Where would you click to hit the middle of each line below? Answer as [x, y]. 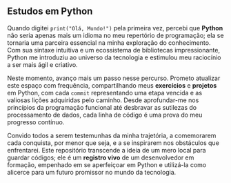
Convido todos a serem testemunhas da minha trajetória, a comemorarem [112, 135]
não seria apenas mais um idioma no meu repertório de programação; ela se [115, 35]
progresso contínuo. [36, 122]
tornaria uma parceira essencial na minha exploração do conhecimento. [109, 42]
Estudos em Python [50, 11]
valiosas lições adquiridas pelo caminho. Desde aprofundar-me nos [103, 100]
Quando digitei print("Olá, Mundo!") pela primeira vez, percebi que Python [115, 28]
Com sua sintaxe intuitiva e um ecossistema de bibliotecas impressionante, [114, 50]
